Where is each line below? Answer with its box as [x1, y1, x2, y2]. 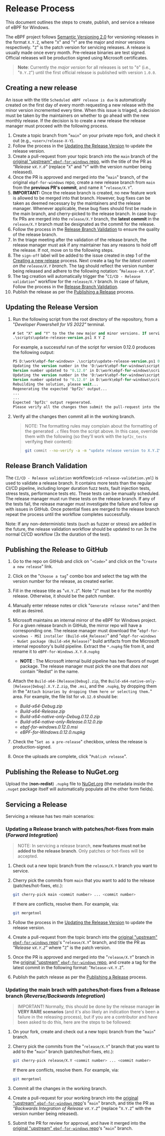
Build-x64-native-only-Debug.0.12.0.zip [20, 714, 100, 720]
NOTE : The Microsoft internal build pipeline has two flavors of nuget [20, 658, 159, 664]
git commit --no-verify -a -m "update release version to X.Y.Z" [24, 448, 161, 453]
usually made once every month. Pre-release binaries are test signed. [5, 50, 146, 55]
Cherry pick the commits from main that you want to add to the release [12, 877, 155, 884]
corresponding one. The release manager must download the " [12, 628, 140, 634]
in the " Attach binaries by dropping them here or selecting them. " [12, 688, 152, 695]
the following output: [12, 350, 55, 355]
